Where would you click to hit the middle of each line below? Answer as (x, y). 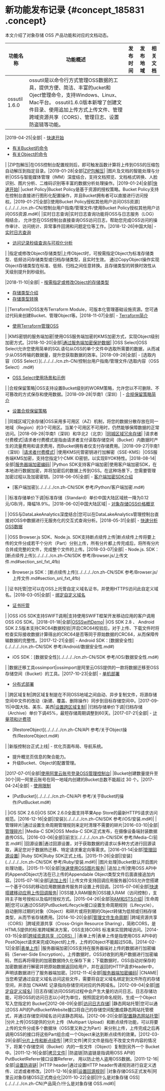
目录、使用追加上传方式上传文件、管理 (78, 110)
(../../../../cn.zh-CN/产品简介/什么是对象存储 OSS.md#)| (60, 1083)
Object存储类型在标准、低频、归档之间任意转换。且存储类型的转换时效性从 (81, 265)
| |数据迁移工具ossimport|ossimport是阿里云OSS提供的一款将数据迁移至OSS (82, 667)
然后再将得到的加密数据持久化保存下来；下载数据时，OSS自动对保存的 (85, 960)
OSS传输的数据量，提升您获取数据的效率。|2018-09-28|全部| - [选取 (82, 354)
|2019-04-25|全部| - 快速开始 (35, 137)
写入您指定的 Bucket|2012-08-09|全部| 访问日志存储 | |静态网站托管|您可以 (79, 1003)
